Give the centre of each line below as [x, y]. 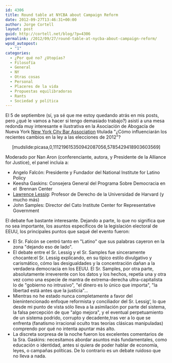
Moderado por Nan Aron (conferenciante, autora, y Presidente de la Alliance [86, 157]
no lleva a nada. [30, 356]
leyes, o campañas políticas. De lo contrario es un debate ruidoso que [87, 351]
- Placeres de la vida [34, 86]
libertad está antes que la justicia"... [50, 291]
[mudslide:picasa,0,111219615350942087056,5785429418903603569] [86, 147]
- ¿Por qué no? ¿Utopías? [38, 58]
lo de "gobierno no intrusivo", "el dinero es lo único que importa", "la [85, 285]
